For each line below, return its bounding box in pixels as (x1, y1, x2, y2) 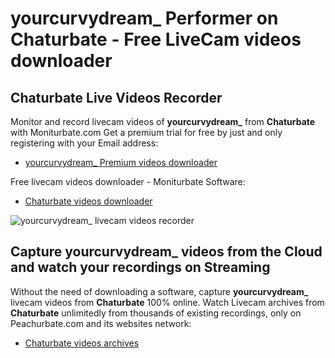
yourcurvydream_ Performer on (10, 7, 279, 30)
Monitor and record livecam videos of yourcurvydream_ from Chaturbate (10, 116, 316, 127)
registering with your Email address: (10, 137, 159, 149)
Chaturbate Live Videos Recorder (10, 89, 223, 106)
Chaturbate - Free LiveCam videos (10, 28, 302, 51)
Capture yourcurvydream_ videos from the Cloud (10, 243, 323, 261)
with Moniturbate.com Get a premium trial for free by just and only (10, 127, 283, 138)
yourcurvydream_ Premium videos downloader (24, 157, 218, 168)
